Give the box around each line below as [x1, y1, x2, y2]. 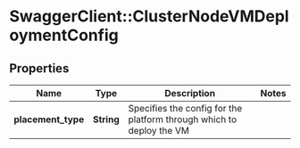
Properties [9, 61, 70, 76]
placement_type [13, 113, 85, 126]
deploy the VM [128, 125, 190, 136]
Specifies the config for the [128, 103, 243, 114]
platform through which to [128, 113, 237, 126]
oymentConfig [9, 25, 119, 45]
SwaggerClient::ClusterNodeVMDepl [9, 6, 289, 27]
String [92, 113, 121, 126]
